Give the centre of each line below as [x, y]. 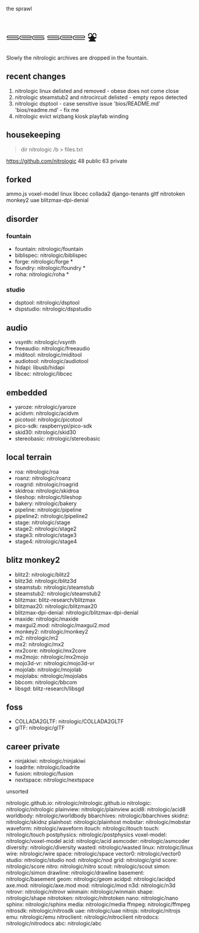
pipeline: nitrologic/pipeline [48, 510]
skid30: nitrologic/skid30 [45, 432]
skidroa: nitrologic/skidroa [47, 491]
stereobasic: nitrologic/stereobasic [57, 438]
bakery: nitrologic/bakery [46, 503]
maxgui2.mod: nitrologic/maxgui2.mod [62, 625]
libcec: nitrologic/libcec [43, 374]
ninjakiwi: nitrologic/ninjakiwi [50, 761]
